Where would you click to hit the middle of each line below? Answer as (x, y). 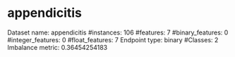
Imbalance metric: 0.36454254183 (58, 47)
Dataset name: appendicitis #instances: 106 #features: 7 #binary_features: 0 (118, 32)
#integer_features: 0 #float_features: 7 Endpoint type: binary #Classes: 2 (113, 39)
